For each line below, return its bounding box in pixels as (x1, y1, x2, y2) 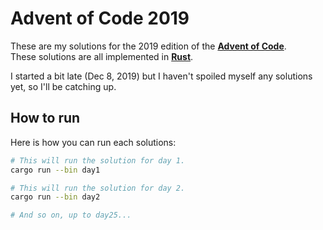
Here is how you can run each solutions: (10, 136, 177, 148)
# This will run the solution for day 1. (10, 155, 186, 166)
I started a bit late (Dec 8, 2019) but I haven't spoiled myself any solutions (10, 70, 313, 82)
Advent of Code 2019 (10, 7, 190, 30)
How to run (10, 110, 81, 127)
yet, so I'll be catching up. (10, 80, 117, 92)
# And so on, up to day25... (10, 210, 132, 221)
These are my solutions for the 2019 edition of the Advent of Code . (10, 40, 287, 52)
